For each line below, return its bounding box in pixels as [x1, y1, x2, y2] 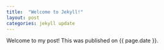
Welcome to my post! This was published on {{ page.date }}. [6, 37, 158, 45]
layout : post [6, 15, 40, 21]
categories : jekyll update [6, 20, 75, 26]
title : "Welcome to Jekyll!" [6, 9, 84, 15]
